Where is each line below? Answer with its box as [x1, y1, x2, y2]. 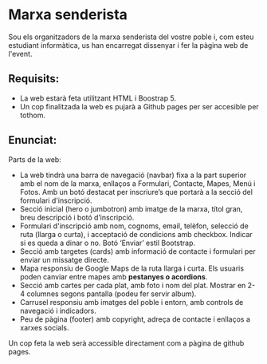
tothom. [19, 110, 46, 120]
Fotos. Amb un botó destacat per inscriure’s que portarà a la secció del [19, 187, 253, 196]
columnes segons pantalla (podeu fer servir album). [26, 289, 197, 299]
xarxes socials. [19, 322, 69, 332]
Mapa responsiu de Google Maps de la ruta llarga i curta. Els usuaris [19, 263, 245, 273]
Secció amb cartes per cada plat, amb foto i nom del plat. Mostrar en [19, 280, 246, 290]
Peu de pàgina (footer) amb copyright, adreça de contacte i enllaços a [19, 314, 251, 324]
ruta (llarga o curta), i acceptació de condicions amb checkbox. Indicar [19, 229, 253, 239]
